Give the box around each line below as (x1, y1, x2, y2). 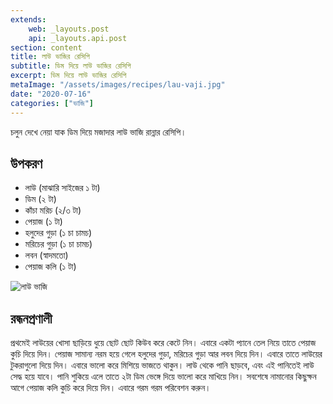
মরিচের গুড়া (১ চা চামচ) (24, 238, 93, 250)
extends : (10, 14, 47, 25)
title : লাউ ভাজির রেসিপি (10, 52, 90, 62)
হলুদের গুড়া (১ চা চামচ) (24, 227, 93, 239)
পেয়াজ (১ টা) (24, 216, 63, 228)
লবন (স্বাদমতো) (24, 249, 69, 261)
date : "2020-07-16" (10, 89, 92, 99)
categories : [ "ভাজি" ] (10, 98, 95, 108)
